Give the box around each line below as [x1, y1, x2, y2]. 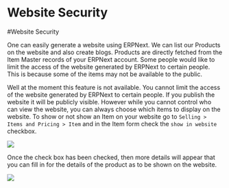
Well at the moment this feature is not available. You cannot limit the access [7, 83, 221, 91]
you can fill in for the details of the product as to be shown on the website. [7, 160, 217, 169]
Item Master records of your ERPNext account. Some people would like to [7, 55, 215, 63]
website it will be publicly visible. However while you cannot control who [7, 97, 212, 106]
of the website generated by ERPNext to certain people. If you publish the [7, 91, 215, 99]
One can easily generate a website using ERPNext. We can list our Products [7, 40, 221, 49]
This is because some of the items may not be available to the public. [7, 70, 203, 78]
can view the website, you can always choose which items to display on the [7, 105, 221, 113]
